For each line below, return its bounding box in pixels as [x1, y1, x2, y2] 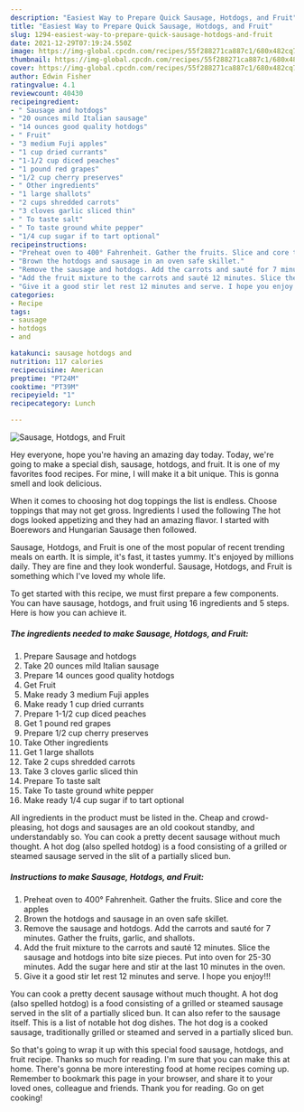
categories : [10, 290, 55, 299]
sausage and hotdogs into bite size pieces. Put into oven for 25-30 [23, 951, 272, 962]
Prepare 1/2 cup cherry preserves [23, 727, 149, 738]
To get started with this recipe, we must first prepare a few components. [10, 588, 279, 599]
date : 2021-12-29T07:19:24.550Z [10, 38, 132, 48]
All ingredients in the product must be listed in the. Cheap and [10, 812, 240, 823]
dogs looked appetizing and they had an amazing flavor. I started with [10, 515, 270, 525]
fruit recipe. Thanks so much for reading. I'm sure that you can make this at [10, 1053, 290, 1064]
